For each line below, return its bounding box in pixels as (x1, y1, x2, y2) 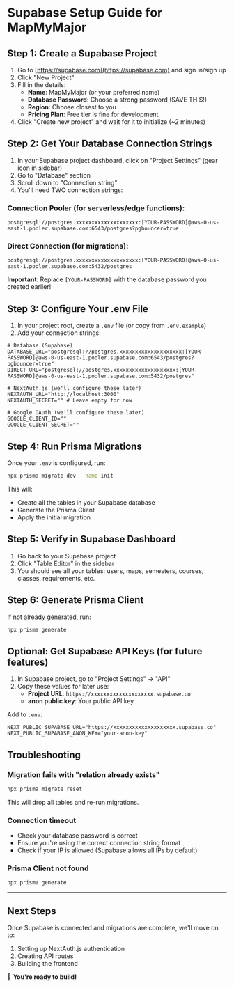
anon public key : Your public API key (27, 697, 134, 705)
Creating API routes (17, 952, 74, 960)
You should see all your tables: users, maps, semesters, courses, (17, 566, 204, 575)
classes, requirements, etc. (17, 574, 95, 582)
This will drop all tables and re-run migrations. (7, 798, 139, 806)
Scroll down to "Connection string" (17, 178, 118, 187)
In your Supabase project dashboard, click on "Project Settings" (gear (17, 156, 218, 164)
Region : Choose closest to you (27, 103, 116, 111)
